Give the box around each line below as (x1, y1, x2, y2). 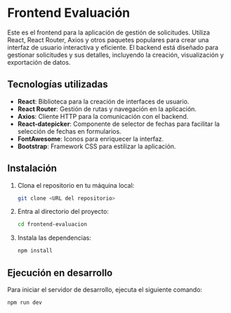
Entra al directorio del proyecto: (17, 207, 109, 216)
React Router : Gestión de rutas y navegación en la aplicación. (17, 104, 197, 113)
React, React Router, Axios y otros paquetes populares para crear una (7, 35, 209, 44)
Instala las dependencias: (17, 234, 91, 242)
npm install (17, 248, 53, 255)
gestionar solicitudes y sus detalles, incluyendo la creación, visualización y (7, 51, 224, 59)
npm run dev (7, 299, 42, 306)
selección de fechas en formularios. (17, 127, 121, 135)
